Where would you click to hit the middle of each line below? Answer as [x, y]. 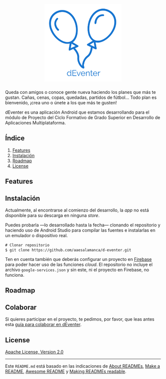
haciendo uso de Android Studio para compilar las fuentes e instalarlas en [80, 230]
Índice [15, 138]
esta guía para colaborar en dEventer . [43, 325]
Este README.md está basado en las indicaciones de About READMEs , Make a [83, 366]
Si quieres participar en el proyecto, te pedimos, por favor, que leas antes [80, 319]
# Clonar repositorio [27, 245]
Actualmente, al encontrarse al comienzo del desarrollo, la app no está [77, 210]
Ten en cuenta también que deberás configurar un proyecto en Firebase [79, 259]
